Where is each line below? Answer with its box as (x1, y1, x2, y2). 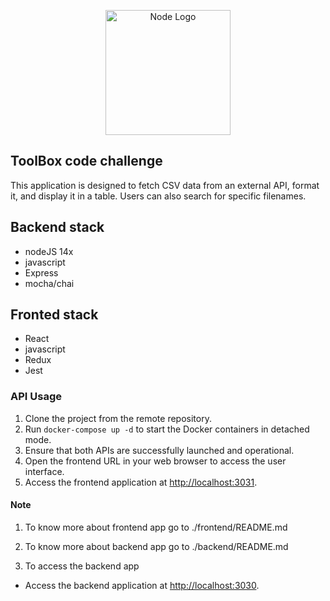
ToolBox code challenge (10, 153, 163, 170)
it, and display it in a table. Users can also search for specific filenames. (10, 190, 307, 202)
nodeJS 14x (24, 245, 74, 257)
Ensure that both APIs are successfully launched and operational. (24, 444, 295, 456)
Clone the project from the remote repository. (24, 412, 212, 424)
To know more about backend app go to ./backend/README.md (24, 540, 289, 552)
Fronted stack (10, 306, 99, 324)
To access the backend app (24, 560, 140, 572)
